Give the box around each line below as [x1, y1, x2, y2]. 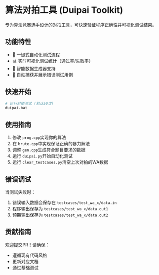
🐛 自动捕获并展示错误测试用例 [12, 72, 73, 78]
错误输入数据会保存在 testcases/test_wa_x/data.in [12, 199, 117, 205]
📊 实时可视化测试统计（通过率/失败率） [12, 58, 93, 64]
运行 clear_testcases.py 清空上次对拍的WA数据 [12, 159, 109, 165]
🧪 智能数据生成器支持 [12, 65, 56, 72]
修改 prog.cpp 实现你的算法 [12, 134, 67, 141]
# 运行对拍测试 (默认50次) [5, 101, 54, 106]
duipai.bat [5, 106, 28, 111]
